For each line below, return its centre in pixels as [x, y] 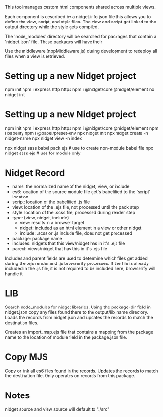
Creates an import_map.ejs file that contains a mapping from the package [79, 332]
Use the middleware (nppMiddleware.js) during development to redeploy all [81, 51]
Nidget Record [35, 173]
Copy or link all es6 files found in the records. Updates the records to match [81, 371]
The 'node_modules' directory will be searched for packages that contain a [81, 36]
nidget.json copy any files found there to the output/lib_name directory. [77, 312]
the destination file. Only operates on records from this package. [70, 375]
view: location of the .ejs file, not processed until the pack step [75, 207]
